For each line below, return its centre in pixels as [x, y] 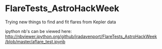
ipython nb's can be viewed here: [38, 31]
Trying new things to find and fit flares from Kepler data [61, 22]
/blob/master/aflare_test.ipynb [35, 41]
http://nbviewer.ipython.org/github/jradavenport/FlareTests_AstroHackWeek [81, 36]
